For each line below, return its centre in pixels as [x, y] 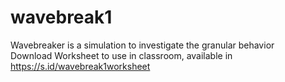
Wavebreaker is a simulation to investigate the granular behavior [142, 45]
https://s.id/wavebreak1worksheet [80, 66]
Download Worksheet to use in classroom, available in [121, 55]
